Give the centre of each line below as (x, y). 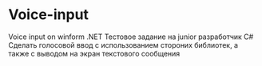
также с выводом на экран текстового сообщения (94, 53)
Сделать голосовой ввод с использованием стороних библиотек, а (123, 45)
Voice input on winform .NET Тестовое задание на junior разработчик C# (131, 37)
